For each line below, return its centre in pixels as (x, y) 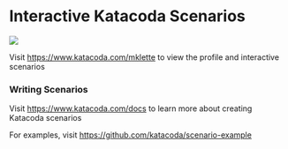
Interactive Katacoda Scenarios (127, 16)
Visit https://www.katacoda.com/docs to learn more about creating (131, 108)
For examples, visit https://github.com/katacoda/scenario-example (130, 135)
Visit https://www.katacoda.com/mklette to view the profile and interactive (144, 57)
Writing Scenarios (49, 89)
